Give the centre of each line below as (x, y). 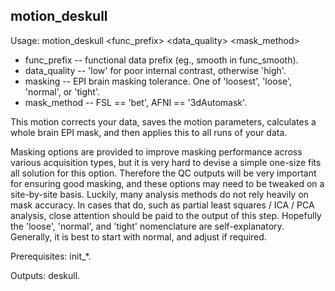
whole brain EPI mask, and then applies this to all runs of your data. (149, 132)
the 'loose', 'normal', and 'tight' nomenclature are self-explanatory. (147, 226)
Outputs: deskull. (45, 275)
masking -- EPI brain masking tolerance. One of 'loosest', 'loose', (158, 81)
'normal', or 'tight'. (62, 91)
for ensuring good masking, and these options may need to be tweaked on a (167, 183)
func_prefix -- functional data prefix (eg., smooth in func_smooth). (161, 60)
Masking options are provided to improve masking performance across (156, 151)
